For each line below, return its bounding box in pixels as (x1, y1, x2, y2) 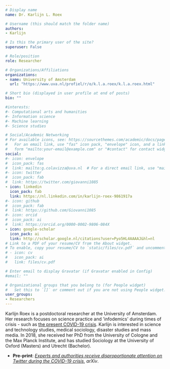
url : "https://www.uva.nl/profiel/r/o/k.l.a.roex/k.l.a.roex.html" (10, 81, 155, 87)
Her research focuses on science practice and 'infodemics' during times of (5, 316, 162, 322)
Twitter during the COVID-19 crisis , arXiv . (12, 358, 99, 364)
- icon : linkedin (5, 184, 42, 189)
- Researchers (5, 297, 35, 302)
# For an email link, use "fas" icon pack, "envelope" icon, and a (5, 142, 155, 147)
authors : (5, 26, 24, 31)
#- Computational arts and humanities (5, 109, 87, 114)
